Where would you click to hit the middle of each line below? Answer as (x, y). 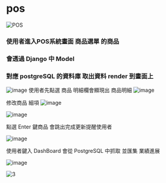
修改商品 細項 (23, 103)
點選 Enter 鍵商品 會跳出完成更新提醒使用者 (59, 127)
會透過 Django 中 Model (40, 59)
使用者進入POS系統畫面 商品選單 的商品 (63, 41)
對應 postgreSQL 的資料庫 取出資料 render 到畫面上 (80, 76)
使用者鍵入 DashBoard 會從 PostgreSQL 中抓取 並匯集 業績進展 (83, 151)
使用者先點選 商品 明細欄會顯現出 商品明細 (81, 90)
